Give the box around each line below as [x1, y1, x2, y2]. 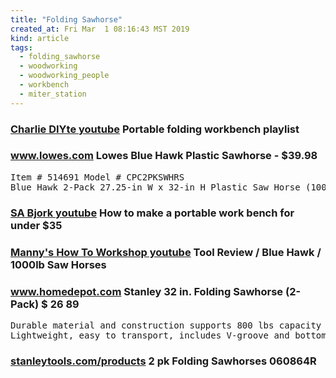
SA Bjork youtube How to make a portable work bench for [10, 206, 295, 220]
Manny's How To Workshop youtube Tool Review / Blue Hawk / [10, 245, 322, 259]
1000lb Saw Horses [10, 257, 107, 271]
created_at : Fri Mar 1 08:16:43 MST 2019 [10, 24, 190, 34]
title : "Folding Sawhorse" [10, 14, 123, 25]
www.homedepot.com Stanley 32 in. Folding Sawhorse [10, 284, 284, 298]
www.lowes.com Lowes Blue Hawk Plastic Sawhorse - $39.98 [10, 149, 318, 163]
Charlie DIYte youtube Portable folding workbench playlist [10, 122, 300, 136]
